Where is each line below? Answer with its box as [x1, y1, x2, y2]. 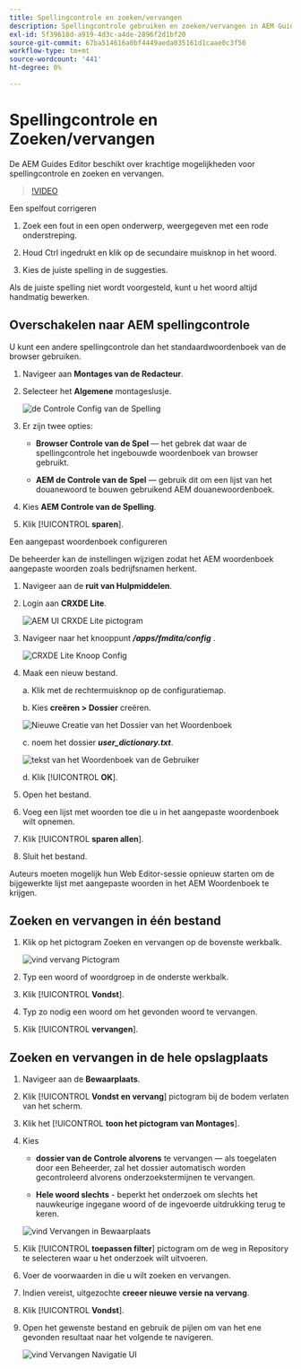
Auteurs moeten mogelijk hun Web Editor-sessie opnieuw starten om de [9, 868, 275, 879]
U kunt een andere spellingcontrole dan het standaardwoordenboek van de [9, 341, 287, 352]
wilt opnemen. [21, 816, 75, 827]
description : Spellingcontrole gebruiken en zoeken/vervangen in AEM [9, 22, 275, 31]
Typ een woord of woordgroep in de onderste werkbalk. [21, 971, 229, 983]
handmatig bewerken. [9, 291, 90, 302]
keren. [35, 1208, 60, 1219]
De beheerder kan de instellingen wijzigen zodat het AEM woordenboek [9, 553, 274, 564]
